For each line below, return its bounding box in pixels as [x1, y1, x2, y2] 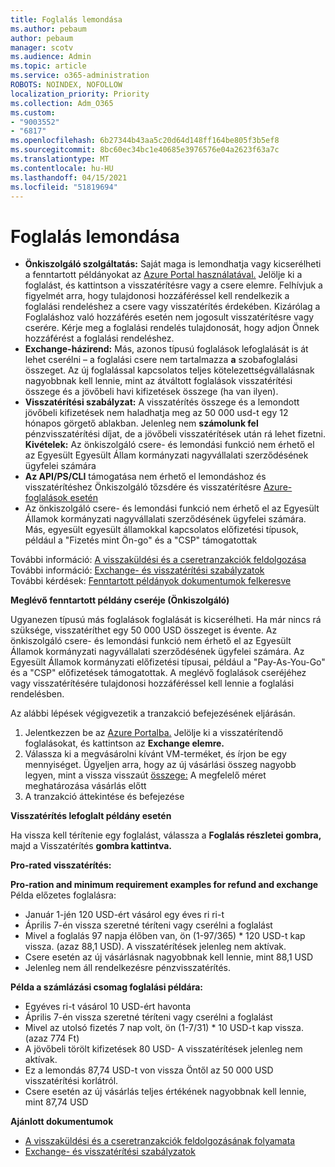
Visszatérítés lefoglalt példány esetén [10, 810, 172, 822]
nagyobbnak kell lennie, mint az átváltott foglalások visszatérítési [24, 375, 293, 387]
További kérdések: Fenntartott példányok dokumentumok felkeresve [10, 575, 292, 587]
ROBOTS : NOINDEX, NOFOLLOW [10, 80, 123, 90]
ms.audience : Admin [10, 52, 92, 62]
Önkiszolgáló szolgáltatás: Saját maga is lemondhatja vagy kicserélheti [24, 258, 322, 270]
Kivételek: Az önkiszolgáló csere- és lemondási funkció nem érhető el [24, 439, 315, 451]
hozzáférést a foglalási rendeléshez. [24, 332, 175, 345]
